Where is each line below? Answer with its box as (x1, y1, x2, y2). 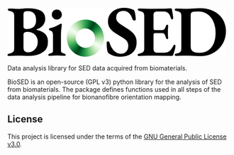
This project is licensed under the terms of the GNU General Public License (7, 132, 227, 141)
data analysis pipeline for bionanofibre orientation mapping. (7, 93, 182, 101)
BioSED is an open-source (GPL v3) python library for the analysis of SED (7, 77, 222, 86)
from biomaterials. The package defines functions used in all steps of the (7, 85, 221, 93)
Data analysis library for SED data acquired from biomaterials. (7, 64, 188, 72)
